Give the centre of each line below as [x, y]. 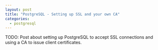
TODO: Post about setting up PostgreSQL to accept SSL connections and [79, 37]
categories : [17, 19]
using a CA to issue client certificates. [44, 43]
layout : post [18, 10]
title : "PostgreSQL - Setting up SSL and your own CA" [63, 14]
